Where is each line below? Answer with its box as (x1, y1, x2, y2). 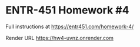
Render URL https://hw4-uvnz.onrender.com (5, 34, 114, 41)
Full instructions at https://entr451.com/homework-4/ (5, 23, 134, 30)
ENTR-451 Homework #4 (5, 4, 129, 17)
